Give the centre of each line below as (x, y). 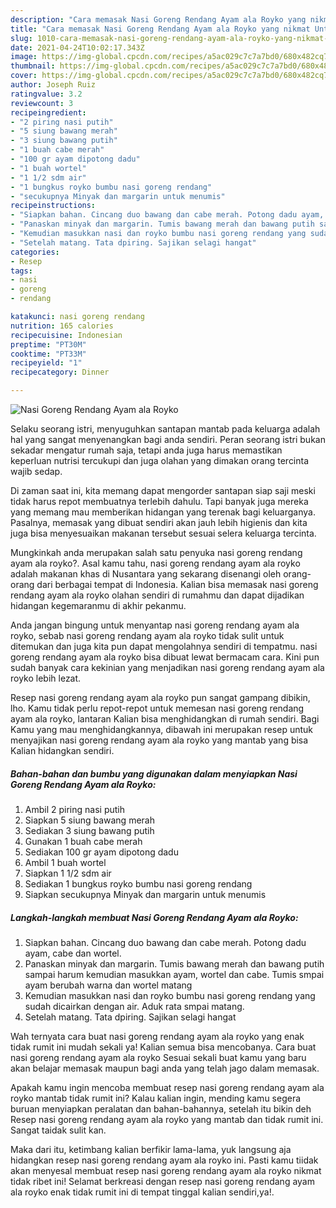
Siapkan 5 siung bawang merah (89, 820)
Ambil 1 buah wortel (65, 862)
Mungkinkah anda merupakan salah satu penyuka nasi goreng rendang (156, 552)
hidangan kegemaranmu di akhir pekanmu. (98, 605)
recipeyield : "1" (46, 363)
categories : (35, 252)
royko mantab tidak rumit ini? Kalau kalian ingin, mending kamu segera (156, 1098)
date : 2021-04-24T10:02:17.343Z (77, 47)
